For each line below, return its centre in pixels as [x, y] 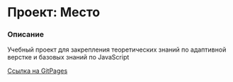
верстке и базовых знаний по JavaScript [68, 57]
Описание [26, 35]
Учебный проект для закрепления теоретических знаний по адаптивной [117, 49]
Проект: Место [54, 12]
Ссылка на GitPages [38, 71]
